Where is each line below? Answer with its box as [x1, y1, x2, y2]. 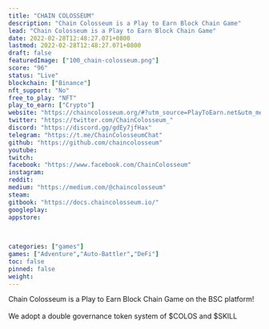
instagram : [8, 169, 45, 177]
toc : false [8, 258, 45, 266]
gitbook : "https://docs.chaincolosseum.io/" [8, 198, 159, 206]
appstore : [8, 213, 42, 221]
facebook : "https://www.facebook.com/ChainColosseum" [8, 161, 192, 169]
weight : [8, 272, 34, 281]
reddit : [8, 176, 34, 185]
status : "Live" [8, 71, 59, 79]
